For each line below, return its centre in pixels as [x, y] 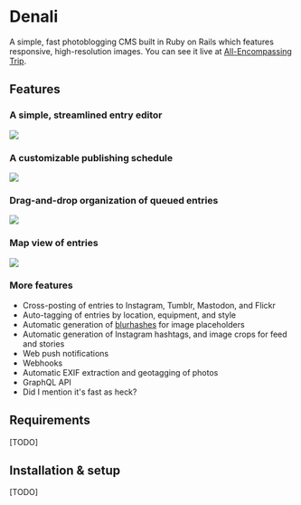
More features [42, 285]
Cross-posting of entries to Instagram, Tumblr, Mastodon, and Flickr [149, 305]
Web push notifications [66, 353]
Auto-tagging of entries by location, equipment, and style [129, 315]
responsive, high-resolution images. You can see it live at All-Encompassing [150, 51]
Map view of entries [54, 243]
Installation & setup [65, 471]
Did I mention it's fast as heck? [80, 392]
